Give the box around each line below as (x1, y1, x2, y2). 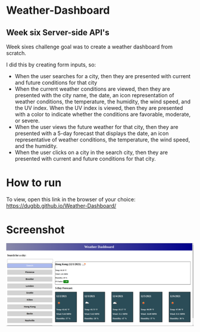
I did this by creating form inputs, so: (6, 61, 96, 68)
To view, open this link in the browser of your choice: (6, 195, 136, 203)
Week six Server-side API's (6, 27, 110, 38)
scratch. (6, 50, 27, 57)
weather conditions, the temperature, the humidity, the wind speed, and (14, 98, 191, 105)
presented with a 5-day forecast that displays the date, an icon (14, 130, 169, 137)
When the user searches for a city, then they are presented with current (14, 73, 191, 79)
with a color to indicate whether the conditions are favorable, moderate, (14, 111, 191, 118)
